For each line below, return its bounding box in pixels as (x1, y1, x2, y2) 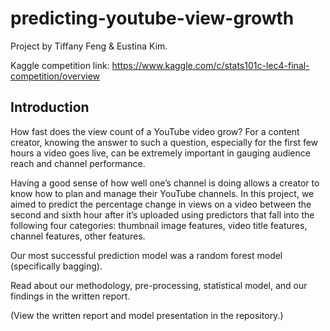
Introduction (10, 99, 90, 116)
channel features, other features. (10, 230, 146, 242)
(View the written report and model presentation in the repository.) (10, 309, 284, 321)
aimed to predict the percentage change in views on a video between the (10, 198, 312, 210)
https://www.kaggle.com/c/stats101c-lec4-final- (111, 59, 310, 71)
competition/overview (10, 70, 101, 82)
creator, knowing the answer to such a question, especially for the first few (10, 136, 319, 148)
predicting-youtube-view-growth (10, 7, 295, 30)
